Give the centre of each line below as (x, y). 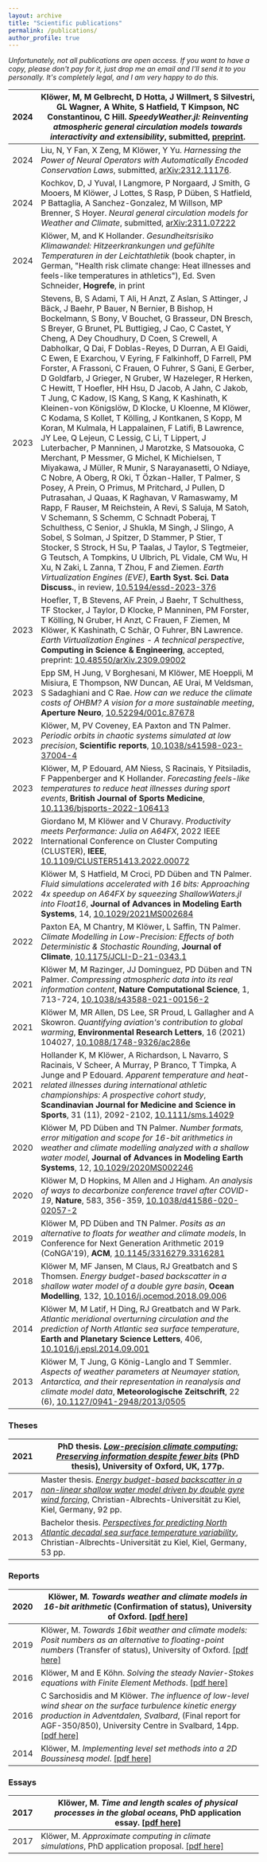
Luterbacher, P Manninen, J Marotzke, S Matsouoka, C (143, 448)
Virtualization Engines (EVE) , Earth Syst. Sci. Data (135, 577)
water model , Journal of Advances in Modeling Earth (142, 1158)
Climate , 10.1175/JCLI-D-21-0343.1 (114, 956)
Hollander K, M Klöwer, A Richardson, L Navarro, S (135, 1055)
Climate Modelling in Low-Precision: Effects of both (137, 937)
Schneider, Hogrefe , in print (93, 286)
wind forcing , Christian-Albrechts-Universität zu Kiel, (141, 1500)
